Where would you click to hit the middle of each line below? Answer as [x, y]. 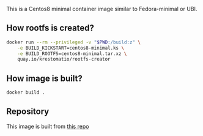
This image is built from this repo [48, 126]
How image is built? [44, 78]
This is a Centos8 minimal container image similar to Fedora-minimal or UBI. [102, 9]
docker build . [26, 93]
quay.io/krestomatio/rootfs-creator [64, 59]
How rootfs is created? [50, 28]
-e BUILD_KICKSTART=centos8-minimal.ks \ [71, 48]
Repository [28, 112]
